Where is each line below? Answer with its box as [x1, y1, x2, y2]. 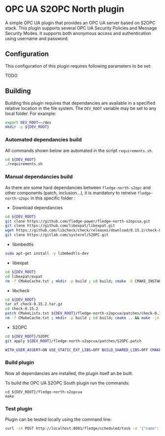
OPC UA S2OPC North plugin [5, 3, 124, 15]
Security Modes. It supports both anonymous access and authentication [5, 30, 151, 36]
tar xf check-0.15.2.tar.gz [5, 302, 63, 307]
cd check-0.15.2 [5, 306, 38, 312]
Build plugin [5, 359, 34, 366]
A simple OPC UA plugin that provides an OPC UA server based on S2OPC [5, 20, 156, 26]
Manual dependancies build [5, 173, 73, 180]
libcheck [12, 287, 30, 293]
